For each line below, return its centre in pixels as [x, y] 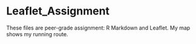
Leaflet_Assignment [58, 11]
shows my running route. [37, 34]
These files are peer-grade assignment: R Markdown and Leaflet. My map [98, 28]
